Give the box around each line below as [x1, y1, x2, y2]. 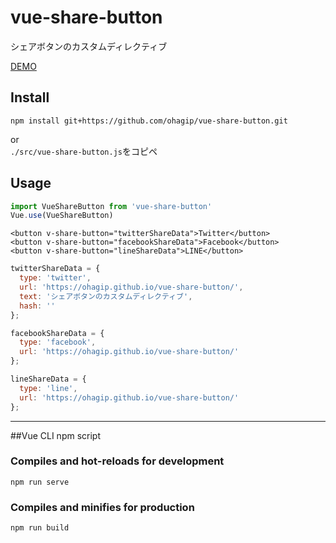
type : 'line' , [19, 383, 78, 393]
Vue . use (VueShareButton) [10, 211, 114, 221]
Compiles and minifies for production [10, 500, 195, 514]
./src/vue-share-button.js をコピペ [10, 145, 158, 157]
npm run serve [10, 477, 70, 487]
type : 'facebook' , [19, 337, 97, 348]
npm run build [10, 523, 70, 533]
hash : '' [19, 301, 56, 311]
